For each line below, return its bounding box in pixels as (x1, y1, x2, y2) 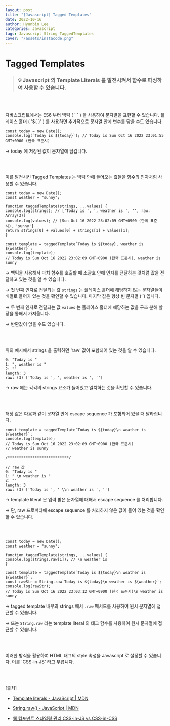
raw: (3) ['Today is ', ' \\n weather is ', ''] (5, 487, 110, 492)
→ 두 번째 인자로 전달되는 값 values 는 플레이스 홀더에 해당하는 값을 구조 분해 (5, 304, 158, 310)
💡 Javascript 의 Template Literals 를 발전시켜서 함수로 (17, 77, 147, 84)
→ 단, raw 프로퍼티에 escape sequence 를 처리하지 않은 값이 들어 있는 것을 (5, 507, 155, 513)
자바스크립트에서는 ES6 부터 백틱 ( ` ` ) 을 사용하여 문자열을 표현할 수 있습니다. (5, 112, 159, 118)
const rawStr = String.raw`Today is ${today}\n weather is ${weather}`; (5, 579, 162, 585)
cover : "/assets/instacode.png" (5, 36, 73, 41)
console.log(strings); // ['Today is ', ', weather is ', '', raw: (5, 208, 151, 214)
